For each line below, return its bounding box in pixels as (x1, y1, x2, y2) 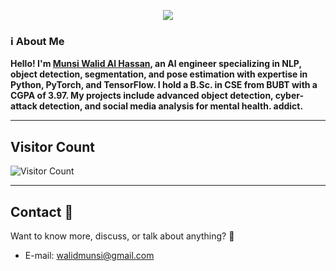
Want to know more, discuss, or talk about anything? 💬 (10, 230, 235, 242)
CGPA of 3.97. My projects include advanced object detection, (10, 90, 274, 102)
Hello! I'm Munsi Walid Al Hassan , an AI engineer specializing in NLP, (10, 58, 302, 70)
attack (10, 100, 38, 112)
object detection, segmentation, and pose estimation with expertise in (10, 68, 308, 80)
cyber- (274, 90, 305, 102)
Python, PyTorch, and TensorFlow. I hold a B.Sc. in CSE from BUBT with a (10, 79, 318, 91)
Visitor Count (10, 138, 95, 155)
